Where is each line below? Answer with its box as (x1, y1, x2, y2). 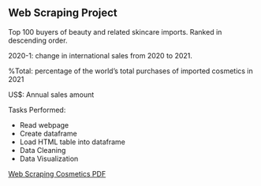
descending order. (8, 35, 68, 45)
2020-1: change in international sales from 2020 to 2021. (8, 50, 193, 60)
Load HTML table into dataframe (19, 137, 126, 147)
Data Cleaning (19, 145, 66, 154)
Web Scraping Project (8, 6, 118, 20)
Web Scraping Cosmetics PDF (8, 169, 106, 178)
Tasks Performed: (8, 105, 66, 114)
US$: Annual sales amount (8, 90, 95, 99)
